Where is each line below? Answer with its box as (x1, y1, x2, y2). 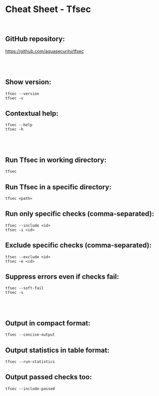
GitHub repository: (5, 35, 65, 43)
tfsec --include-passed (5, 386, 55, 391)
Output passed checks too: (5, 373, 92, 381)
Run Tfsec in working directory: (5, 155, 107, 164)
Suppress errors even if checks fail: (5, 273, 119, 281)
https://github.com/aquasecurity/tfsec (5, 48, 84, 54)
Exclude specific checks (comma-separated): (5, 241, 152, 250)
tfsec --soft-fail (5, 286, 44, 291)
